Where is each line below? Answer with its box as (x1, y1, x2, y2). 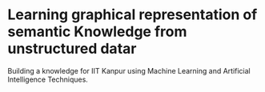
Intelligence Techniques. (7, 74, 89, 84)
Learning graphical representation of (7, 6, 258, 24)
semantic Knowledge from (7, 22, 187, 41)
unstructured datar (7, 40, 137, 58)
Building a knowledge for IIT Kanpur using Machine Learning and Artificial (7, 66, 251, 75)
